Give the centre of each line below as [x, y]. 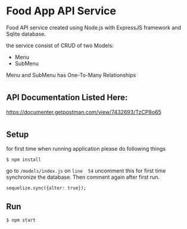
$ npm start [21, 220]
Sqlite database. [26, 33]
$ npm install [24, 160]
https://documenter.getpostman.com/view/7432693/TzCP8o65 [84, 112]
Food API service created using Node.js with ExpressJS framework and [94, 28]
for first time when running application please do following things [86, 149]
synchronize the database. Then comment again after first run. [83, 177]
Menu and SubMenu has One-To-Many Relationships [71, 75]
